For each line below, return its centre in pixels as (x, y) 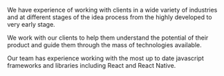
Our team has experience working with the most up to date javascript (105, 58)
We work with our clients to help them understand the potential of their (108, 38)
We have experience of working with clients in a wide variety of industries (112, 10)
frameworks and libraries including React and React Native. (92, 65)
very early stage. (31, 24)
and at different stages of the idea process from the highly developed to (110, 17)
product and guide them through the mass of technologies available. (104, 45)
